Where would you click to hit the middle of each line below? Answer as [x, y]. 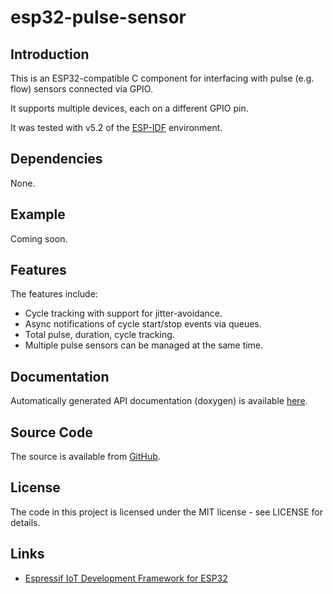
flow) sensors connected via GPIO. [81, 89]
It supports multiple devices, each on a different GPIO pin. [129, 108]
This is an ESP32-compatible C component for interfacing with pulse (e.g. [162, 78]
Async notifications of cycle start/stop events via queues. [143, 324]
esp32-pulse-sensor [98, 17]
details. [25, 522]
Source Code [51, 432]
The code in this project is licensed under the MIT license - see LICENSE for [166, 512]
